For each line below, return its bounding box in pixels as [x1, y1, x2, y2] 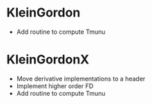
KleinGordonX [6, 52, 90, 67]
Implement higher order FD [16, 81, 94, 90]
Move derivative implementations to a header [16, 74, 146, 83]
